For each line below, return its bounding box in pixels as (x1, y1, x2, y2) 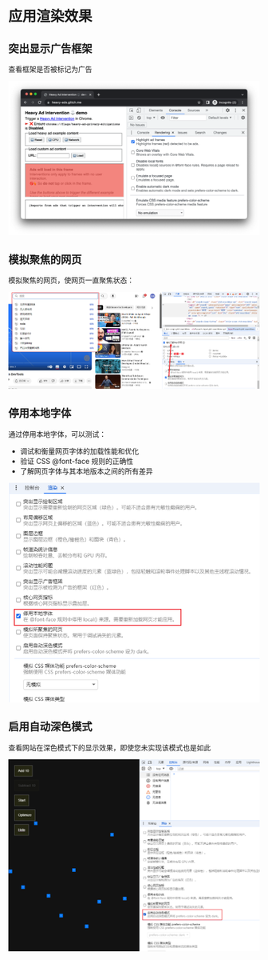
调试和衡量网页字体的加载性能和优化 (19, 446, 140, 456)
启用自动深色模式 (8, 720, 93, 734)
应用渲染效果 (8, 7, 93, 26)
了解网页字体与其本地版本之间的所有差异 (19, 466, 153, 476)
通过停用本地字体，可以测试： (8, 429, 106, 438)
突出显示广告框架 (8, 42, 93, 55)
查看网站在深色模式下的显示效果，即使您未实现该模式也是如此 (8, 742, 211, 752)
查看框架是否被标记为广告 (8, 65, 93, 74)
